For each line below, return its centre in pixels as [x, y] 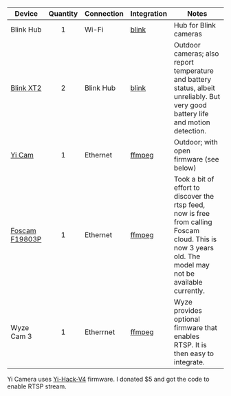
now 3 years [194, 248]
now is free [192, 214]
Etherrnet [100, 332]
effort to [187, 188]
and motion [192, 122]
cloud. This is [196, 239]
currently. [189, 291]
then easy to [194, 353]
